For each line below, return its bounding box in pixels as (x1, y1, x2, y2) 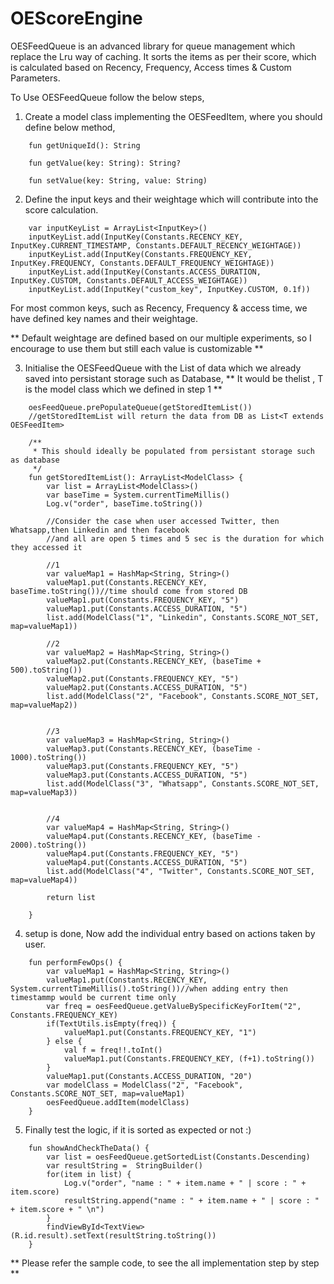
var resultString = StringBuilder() (46, 1160, 203, 1171)
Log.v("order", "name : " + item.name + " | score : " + (63, 1178, 307, 1188)
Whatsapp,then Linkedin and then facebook (10, 525, 190, 535)
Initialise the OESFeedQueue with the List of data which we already (24, 362, 302, 374)
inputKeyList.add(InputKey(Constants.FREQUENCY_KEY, (28, 249, 253, 259)
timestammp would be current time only (10, 992, 177, 1002)
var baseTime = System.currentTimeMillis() (46, 490, 230, 500)
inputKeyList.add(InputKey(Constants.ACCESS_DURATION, (28, 267, 262, 277)
